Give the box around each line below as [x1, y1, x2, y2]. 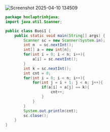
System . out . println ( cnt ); [23, 108, 79, 113]
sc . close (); [23, 113, 49, 118]
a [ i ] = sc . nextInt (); [32, 57, 79, 62]
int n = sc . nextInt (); [23, 42, 74, 48]
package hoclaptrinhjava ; [5, 15, 60, 20]
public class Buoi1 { [5, 28, 51, 33]
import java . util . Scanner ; [5, 19, 62, 24]
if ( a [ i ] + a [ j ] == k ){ [41, 85, 90, 90]
